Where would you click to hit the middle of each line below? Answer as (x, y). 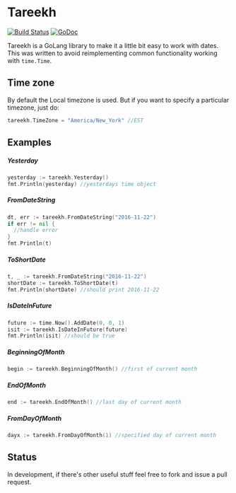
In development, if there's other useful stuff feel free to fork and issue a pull (117, 474)
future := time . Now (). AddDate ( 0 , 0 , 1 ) (66, 323)
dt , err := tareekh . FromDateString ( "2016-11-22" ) (82, 217)
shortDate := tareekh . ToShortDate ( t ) (63, 283)
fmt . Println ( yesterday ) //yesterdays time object (82, 184)
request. (19, 482)
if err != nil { (31, 224)
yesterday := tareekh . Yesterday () (58, 178)
